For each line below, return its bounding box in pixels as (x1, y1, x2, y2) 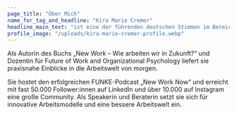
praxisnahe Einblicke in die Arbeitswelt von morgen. (7, 64, 158, 72)
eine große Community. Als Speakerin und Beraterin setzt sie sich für (7, 93, 208, 101)
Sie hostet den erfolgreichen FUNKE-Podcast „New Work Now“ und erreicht (7, 78, 229, 87)
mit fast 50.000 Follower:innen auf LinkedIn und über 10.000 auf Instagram (7, 85, 224, 94)
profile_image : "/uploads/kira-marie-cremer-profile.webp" (7, 30, 185, 37)
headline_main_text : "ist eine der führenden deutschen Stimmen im (7, 23, 210, 30)
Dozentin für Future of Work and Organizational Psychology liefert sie (7, 57, 209, 65)
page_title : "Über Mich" (7, 10, 80, 18)
